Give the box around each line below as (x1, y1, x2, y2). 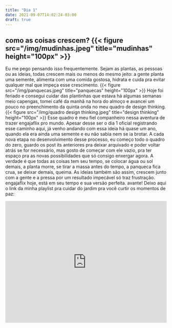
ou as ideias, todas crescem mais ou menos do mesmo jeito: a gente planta (5, 71, 164, 77)
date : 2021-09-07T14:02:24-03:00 (5, 12, 77, 17)
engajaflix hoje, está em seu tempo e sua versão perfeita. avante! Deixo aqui (5, 180, 166, 186)
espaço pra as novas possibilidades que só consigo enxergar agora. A (5, 153, 154, 159)
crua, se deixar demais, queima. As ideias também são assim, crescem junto (5, 169, 166, 175)
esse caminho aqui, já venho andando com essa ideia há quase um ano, (5, 126, 157, 132)
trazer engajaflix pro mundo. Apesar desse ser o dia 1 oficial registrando (5, 120, 157, 126)
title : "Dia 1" (5, 7, 38, 13)
